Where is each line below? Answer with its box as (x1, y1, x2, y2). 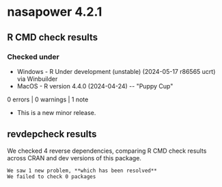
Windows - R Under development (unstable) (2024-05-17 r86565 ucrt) (16, 67, 216, 75)
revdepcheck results (7, 128, 97, 140)
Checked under (7, 52, 59, 62)
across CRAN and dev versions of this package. (7, 153, 142, 162)
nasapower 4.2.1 (7, 4, 102, 20)
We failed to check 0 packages (7, 173, 96, 180)
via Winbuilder (16, 75, 58, 83)
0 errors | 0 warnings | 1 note (7, 95, 89, 103)
